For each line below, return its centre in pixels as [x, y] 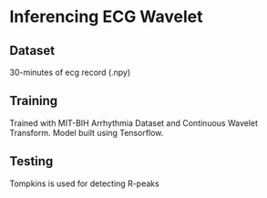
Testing [31, 162]
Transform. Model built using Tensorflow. [87, 132]
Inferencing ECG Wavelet [106, 17]
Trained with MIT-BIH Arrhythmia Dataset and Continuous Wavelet [133, 123]
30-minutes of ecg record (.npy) [70, 72]
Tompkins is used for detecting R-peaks [84, 183]
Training [34, 101]
